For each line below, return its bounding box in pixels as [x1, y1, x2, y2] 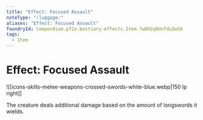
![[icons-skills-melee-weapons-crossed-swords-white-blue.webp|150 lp [6, 83, 187, 90]
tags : [6, 32, 20, 38]
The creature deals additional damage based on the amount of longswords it [6, 101, 198, 108]
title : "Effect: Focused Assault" [6, 8, 94, 15]
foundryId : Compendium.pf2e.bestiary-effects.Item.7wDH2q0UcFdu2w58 [6, 25, 183, 32]
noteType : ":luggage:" [6, 15, 64, 21]
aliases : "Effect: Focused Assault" [6, 20, 99, 26]
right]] [6, 89, 22, 97]
